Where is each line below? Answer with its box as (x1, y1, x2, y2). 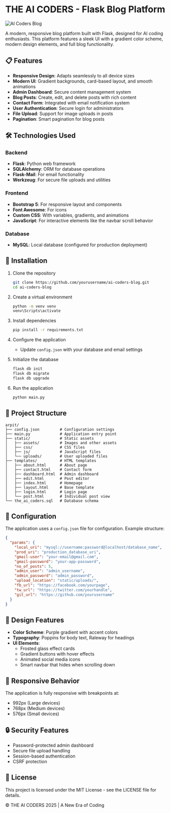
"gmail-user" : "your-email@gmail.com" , (14, 554, 99, 559)
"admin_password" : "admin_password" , (14, 573, 94, 579)
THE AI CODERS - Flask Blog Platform (5, 4, 165, 15)
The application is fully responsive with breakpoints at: (5, 690, 119, 696)
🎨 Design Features (5, 615, 64, 625)
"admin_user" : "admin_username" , (14, 568, 85, 574)
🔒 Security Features (5, 726, 69, 735)
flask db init (12, 366, 43, 371)
